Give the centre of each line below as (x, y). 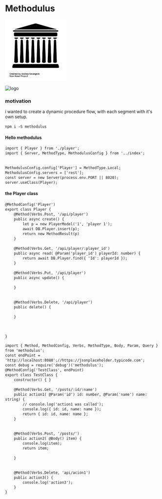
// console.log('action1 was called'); (63, 404)
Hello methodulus (23, 137)
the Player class (21, 194)
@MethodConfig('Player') (30, 204)
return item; (36, 448)
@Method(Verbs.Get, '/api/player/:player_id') (62, 248)
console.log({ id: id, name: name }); (62, 409)
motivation (18, 101)
